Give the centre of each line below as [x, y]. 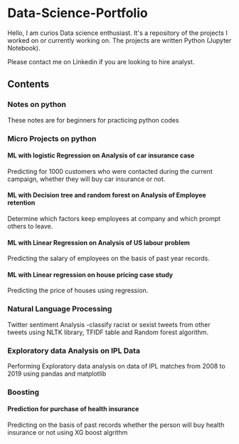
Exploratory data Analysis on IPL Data [74, 351]
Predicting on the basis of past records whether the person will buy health [116, 425]
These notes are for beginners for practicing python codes [93, 120]
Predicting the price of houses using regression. [78, 291]
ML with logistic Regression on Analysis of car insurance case [101, 155]
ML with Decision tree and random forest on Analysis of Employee [107, 195]
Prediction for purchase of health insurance [73, 409]
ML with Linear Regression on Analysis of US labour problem [99, 242]
